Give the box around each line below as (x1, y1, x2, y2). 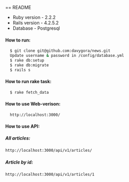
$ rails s (10, 67, 31, 72)
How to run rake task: (5, 78, 52, 85)
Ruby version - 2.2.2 (12, 14, 56, 20)
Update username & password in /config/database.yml (10, 53, 124, 58)
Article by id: (5, 159, 33, 165)
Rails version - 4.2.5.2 (12, 20, 59, 26)
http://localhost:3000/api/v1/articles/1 (5, 172, 95, 177)
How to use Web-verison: (5, 101, 61, 107)
